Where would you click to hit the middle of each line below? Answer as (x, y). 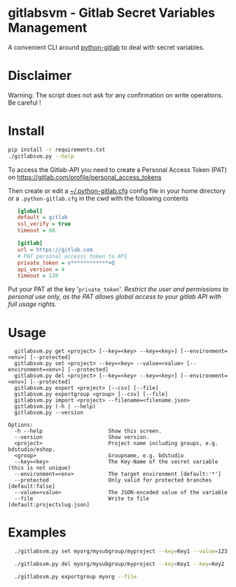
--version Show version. (82, 437)
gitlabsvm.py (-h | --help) (55, 407)
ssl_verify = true (44, 224)
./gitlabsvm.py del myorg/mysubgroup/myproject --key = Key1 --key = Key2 (119, 564)
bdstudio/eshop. (32, 450)
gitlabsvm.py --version (49, 413)
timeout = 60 (36, 231)
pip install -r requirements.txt (57, 150)
